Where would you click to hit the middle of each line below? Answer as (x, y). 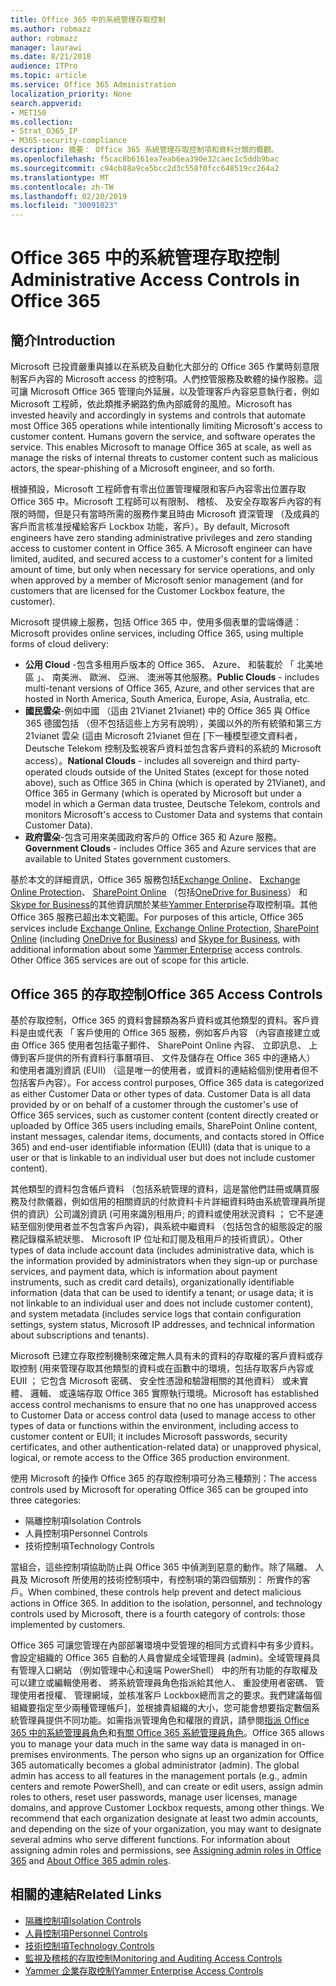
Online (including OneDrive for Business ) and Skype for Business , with (155, 939)
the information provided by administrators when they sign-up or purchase (164, 1260)
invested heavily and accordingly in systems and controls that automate (158, 415)
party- (288, 761)
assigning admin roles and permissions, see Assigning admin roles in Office (166, 1850)
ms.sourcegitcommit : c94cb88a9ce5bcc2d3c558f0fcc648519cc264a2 (145, 168)
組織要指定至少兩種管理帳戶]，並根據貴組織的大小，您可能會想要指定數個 (161, 1707)
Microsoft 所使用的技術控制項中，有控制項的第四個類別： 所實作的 (166, 1579)
